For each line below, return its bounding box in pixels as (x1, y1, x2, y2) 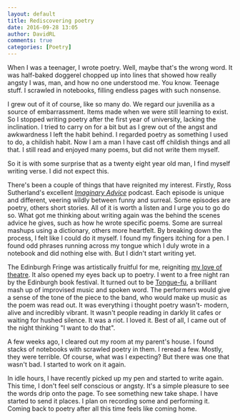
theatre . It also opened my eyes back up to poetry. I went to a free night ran (7, 271, 230, 279)
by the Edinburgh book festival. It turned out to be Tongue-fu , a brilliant (7, 278, 217, 286)
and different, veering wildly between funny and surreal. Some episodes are (7, 196, 231, 204)
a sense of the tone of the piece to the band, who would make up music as (7, 294, 227, 301)
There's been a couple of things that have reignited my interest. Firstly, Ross (7, 181, 232, 189)
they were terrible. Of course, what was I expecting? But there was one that (7, 353, 230, 361)
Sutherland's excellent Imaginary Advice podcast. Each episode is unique (7, 189, 225, 196)
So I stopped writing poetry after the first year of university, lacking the (7, 115, 216, 124)
